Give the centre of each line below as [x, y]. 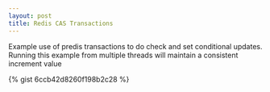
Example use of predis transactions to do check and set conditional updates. [135, 46]
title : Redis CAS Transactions [61, 23]
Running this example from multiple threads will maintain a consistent [123, 55]
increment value [35, 63]
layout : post [30, 16]
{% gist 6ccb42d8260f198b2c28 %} [69, 79]
